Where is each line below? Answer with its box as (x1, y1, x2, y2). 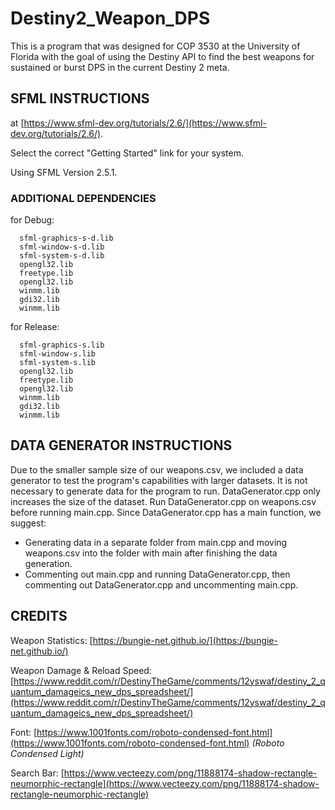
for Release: (10, 321, 60, 333)
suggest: (10, 517, 47, 529)
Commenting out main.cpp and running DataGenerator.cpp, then (24, 568, 291, 580)
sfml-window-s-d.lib (19, 242, 105, 252)
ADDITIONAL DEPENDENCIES (10, 191, 157, 205)
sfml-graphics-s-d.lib (19, 233, 114, 244)
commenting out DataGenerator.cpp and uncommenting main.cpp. (24, 578, 299, 591)
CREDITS (10, 608, 68, 625)
